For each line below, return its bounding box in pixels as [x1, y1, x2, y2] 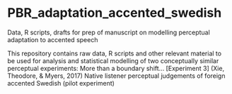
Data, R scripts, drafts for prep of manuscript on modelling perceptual [7, 28, 210, 36]
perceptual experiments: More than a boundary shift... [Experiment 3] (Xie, [7, 64, 225, 72]
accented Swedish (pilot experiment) [7, 79, 115, 87]
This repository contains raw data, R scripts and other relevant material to [7, 49, 221, 58]
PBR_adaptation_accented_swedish [7, 5, 222, 21]
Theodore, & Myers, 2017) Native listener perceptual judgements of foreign [7, 72, 226, 80]
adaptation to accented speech [7, 35, 98, 43]
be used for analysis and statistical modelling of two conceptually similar [7, 56, 219, 65]
